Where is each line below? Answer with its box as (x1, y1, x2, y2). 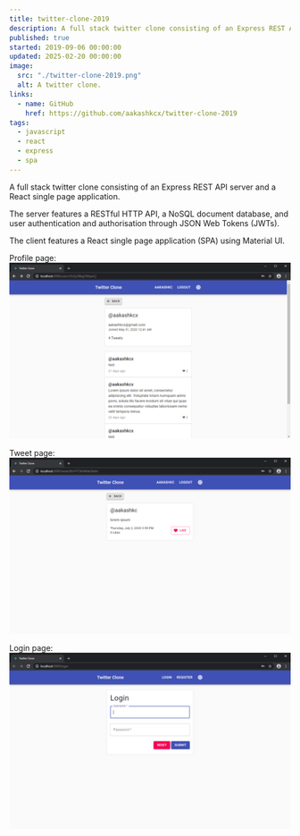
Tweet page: (9, 447, 55, 458)
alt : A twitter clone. (17, 80, 102, 89)
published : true (9, 33, 70, 42)
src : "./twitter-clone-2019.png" (17, 72, 142, 80)
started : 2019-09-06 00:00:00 (9, 43, 122, 52)
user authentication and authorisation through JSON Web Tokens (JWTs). (9, 217, 279, 228)
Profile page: (9, 252, 56, 263)
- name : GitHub (17, 99, 74, 108)
